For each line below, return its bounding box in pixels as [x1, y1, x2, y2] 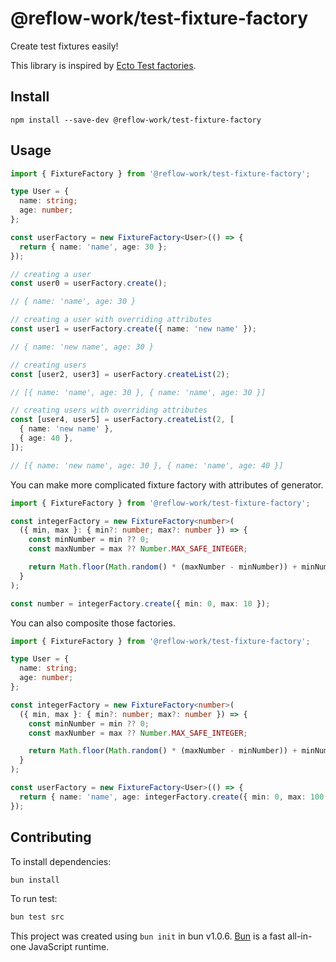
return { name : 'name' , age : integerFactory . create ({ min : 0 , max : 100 [19, 792, 325, 802]
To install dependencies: [10, 855, 112, 867]
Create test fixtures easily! [10, 40, 119, 52]
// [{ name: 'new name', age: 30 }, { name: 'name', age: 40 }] [10, 460, 284, 471]
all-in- [287, 930, 313, 942]
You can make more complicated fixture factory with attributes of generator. [10, 478, 324, 491]
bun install [10, 875, 60, 885]
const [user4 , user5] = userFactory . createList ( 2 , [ [10, 415, 235, 425]
